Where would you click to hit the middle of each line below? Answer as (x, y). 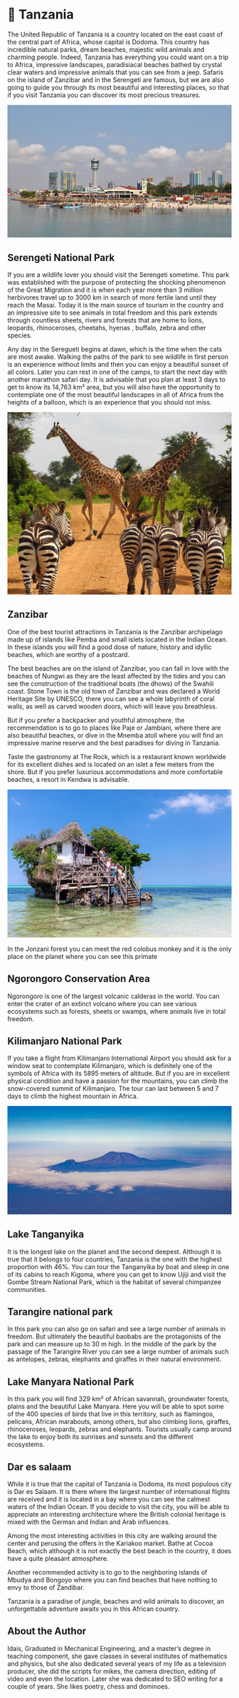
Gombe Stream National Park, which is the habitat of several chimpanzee (115, 1282)
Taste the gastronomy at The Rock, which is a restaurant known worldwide (117, 756)
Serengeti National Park (61, 257)
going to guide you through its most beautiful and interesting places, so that (118, 87)
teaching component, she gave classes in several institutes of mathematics (117, 1656)
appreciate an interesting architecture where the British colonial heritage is (117, 1515)
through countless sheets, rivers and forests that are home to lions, (106, 320)
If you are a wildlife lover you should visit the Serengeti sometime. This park (118, 275)
